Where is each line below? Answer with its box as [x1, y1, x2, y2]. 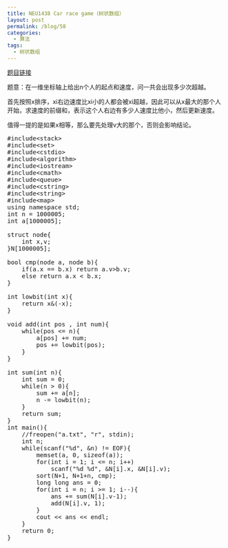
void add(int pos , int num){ [7, 320, 110, 328]
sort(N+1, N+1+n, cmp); [36, 472, 116, 479]
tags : [7, 42, 23, 49]
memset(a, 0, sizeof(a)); [36, 451, 124, 459]
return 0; [21, 527, 55, 534]
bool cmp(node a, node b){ [7, 258, 99, 266]
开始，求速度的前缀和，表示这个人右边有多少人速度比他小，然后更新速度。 [7, 106, 218, 114]
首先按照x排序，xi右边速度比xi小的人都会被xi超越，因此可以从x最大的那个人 [7, 97, 222, 105]
